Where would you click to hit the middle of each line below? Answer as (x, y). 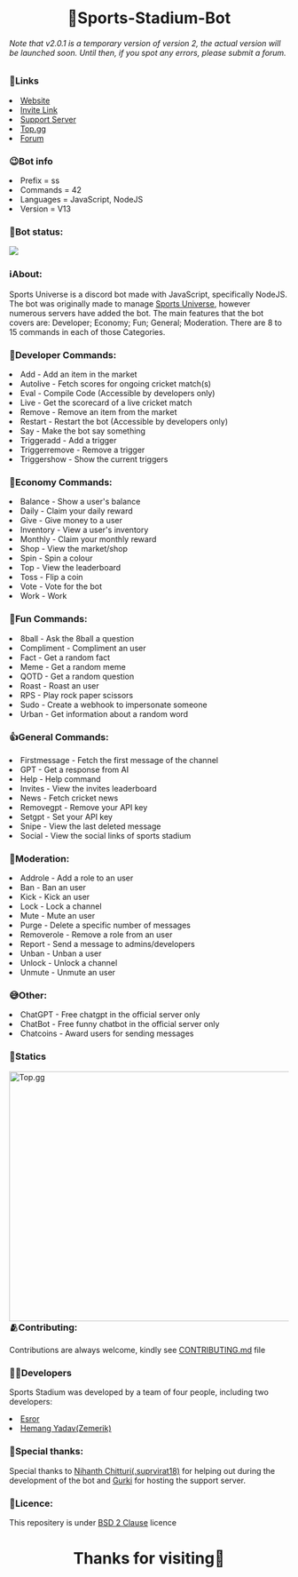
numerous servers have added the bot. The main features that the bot (137, 313)
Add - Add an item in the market (79, 374)
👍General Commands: (59, 737)
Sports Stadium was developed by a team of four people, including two (139, 1392)
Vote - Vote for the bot (62, 586)
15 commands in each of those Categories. (87, 331)
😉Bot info (31, 161)
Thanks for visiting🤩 (149, 1559)
